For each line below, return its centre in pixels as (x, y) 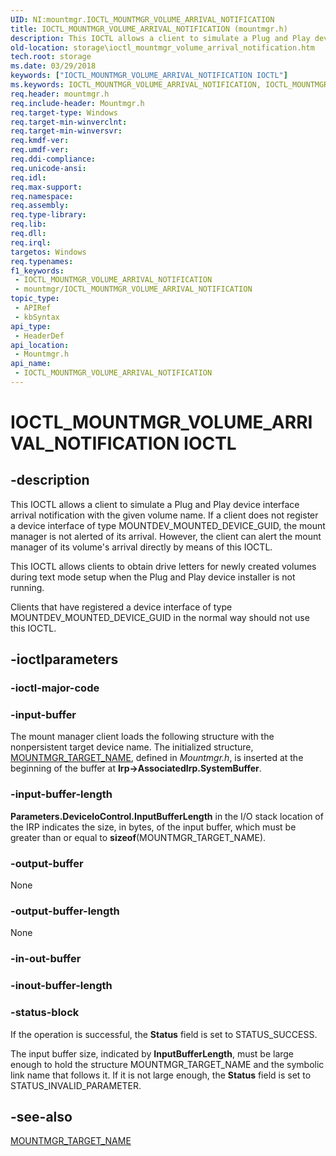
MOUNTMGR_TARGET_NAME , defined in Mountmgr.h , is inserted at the (157, 758)
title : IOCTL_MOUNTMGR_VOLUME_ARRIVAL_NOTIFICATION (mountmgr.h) (149, 29)
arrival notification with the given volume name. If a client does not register (164, 515)
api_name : (31, 364)
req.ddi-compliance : (53, 159)
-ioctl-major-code (55, 688)
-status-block (45, 1013)
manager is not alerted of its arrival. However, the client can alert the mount (166, 536)
